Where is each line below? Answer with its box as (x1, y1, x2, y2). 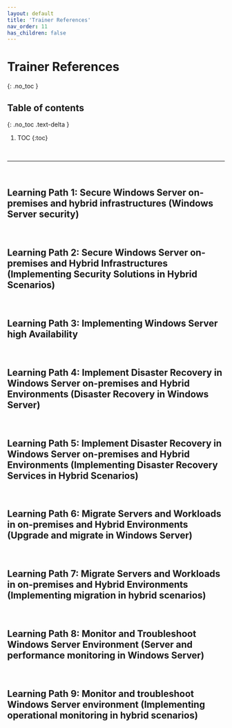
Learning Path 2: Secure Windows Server (7, 247, 188, 259)
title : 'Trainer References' (7, 17, 91, 23)
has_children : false (7, 29, 67, 37)
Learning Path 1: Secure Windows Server (7, 187, 186, 199)
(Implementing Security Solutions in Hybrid (7, 269, 198, 280)
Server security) (7, 209, 79, 220)
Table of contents (7, 102, 84, 114)
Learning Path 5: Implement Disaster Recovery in (7, 437, 222, 449)
